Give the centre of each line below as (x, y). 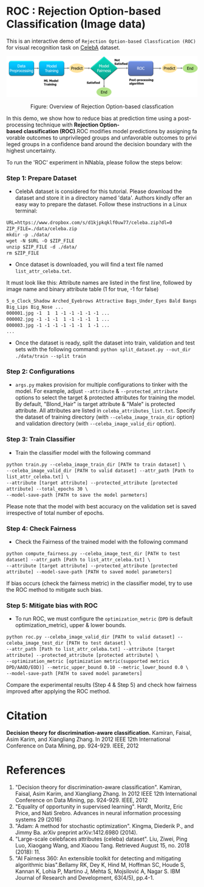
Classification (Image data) (76, 24)
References (36, 770)
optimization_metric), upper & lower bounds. (70, 625)
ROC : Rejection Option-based (83, 11)
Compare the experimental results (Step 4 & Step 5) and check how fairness (102, 685)
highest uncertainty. (31, 150)
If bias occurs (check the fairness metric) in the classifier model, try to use (99, 583)
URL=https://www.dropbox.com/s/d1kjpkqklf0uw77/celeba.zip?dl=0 (89, 223)
